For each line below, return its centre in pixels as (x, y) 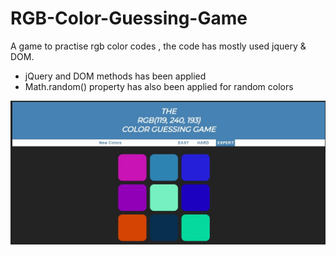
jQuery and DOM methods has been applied (115, 76)
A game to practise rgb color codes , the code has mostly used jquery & (158, 46)
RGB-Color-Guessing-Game (129, 18)
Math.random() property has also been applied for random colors (159, 86)
